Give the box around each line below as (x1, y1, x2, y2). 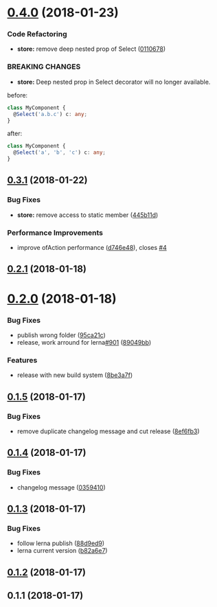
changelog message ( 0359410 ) (16, 483, 106, 492)
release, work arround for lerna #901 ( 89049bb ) (16, 338, 152, 346)
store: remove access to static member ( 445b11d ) (16, 211, 159, 219)
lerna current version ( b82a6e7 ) (16, 547, 108, 555)
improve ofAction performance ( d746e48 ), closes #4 (16, 244, 167, 252)
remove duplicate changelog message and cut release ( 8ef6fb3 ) (16, 427, 201, 435)
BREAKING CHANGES (7, 62, 81, 71)
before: (7, 91, 28, 99)
